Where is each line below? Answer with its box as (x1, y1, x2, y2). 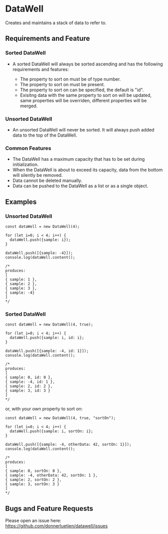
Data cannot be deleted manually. (12, 177, 82, 184)
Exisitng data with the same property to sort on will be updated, (20, 92, 152, 98)
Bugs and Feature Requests (5, 504, 94, 513)
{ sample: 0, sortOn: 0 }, (5, 469, 62, 474)
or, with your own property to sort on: (5, 406, 83, 412)
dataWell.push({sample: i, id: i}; (10, 336, 85, 341)
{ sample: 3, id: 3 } (5, 388, 51, 393)
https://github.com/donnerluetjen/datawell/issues (5, 523, 108, 529)
